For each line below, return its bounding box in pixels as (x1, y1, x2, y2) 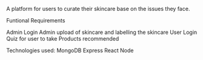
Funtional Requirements (6, 17, 65, 24)
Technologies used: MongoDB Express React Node (6, 47, 134, 54)
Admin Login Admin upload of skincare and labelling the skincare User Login (6, 28, 198, 36)
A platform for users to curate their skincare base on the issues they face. (6, 5, 190, 12)
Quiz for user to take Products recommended (6, 35, 119, 42)
